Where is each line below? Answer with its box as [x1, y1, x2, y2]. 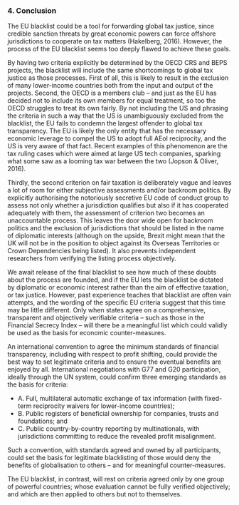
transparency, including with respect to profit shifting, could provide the [7, 350, 218, 359]
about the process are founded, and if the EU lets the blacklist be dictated [7, 275, 224, 284]
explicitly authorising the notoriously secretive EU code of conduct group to [7, 193, 229, 202]
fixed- [204, 394, 223, 403]
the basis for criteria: [7, 380, 69, 389]
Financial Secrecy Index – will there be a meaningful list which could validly [7, 321, 228, 330]
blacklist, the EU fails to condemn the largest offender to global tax [7, 119, 203, 128]
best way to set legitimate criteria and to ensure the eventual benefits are [7, 357, 222, 366]
